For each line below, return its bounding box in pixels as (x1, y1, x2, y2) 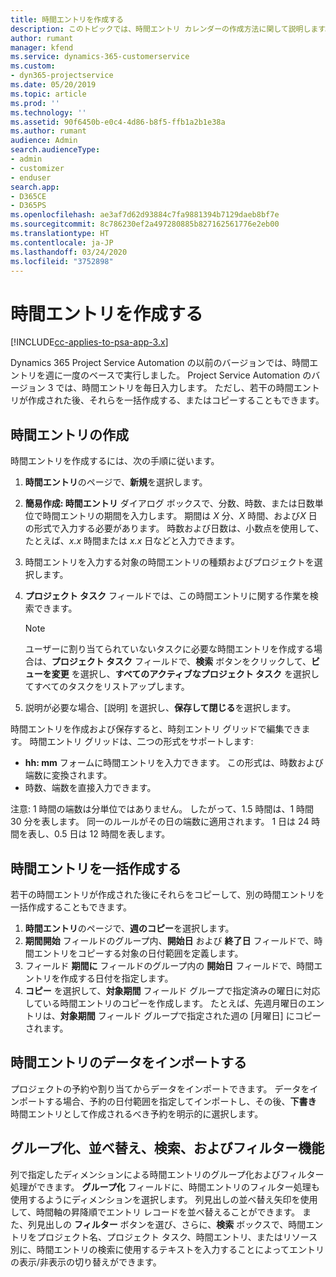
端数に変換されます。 (24, 769, 113, 781)
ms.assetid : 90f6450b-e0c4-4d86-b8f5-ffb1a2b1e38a (10, 117, 226, 127)
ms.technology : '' (10, 107, 87, 118)
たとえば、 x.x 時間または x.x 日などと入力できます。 (24, 535, 240, 547)
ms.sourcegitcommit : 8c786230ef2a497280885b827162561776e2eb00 (10, 219, 280, 230)
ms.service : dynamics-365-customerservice (10, 52, 190, 62)
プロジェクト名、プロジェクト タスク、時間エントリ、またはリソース (36, 1231, 318, 1243)
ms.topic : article (10, 89, 87, 99)
